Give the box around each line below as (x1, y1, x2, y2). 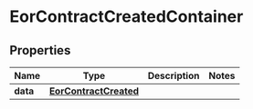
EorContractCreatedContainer (9, 6, 244, 27)
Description (147, 70, 200, 82)
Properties (9, 43, 71, 58)
